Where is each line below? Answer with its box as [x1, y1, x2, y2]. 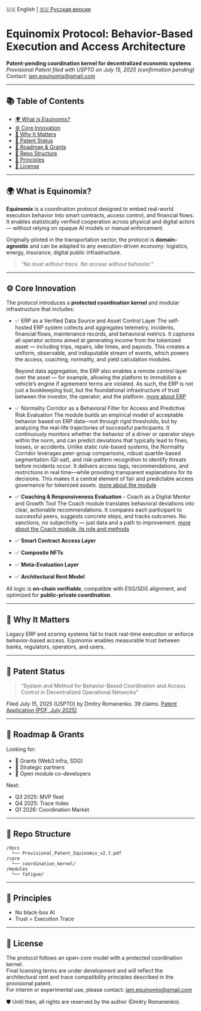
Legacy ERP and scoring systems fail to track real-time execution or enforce [6, 630, 194, 638]
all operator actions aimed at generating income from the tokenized [14, 337, 181, 344]
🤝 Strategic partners [14, 763, 65, 771]
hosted [14, 324, 33, 331]
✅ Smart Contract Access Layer [14, 537, 96, 545]
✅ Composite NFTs [14, 549, 64, 557]
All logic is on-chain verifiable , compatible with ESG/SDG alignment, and [6, 585, 187, 593]
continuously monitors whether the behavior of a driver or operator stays [14, 430, 195, 438]
